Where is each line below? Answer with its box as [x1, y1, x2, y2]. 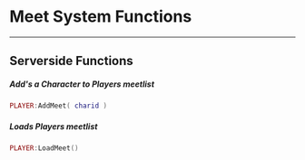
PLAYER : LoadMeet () [9, 144, 79, 153]
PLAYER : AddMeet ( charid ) [9, 101, 107, 110]
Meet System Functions [9, 6, 192, 27]
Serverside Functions [9, 53, 133, 69]
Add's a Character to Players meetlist [9, 79, 155, 89]
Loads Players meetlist [9, 120, 98, 132]
